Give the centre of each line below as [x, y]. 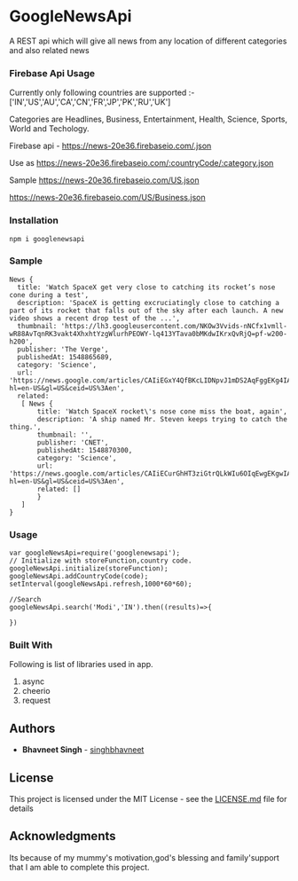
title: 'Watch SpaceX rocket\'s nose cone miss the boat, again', [162, 411]
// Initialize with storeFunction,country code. [101, 561]
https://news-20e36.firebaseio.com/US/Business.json [107, 198]
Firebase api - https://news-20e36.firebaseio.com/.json [110, 146]
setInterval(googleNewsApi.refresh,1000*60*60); [101, 584]
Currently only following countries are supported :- [102, 93]
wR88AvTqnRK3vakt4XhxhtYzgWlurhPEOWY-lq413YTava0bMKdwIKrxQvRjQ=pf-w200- [149, 334]
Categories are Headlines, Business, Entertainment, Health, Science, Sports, [149, 119]
